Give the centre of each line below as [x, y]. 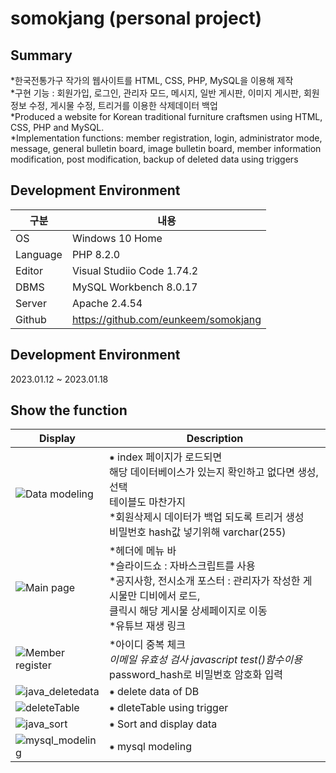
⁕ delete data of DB [154, 692]
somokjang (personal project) [136, 18]
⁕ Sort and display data [163, 724]
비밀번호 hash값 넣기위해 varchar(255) [197, 532]
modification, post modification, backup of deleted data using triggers [154, 159]
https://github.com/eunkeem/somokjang [166, 319]
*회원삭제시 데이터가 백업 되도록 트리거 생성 [206, 517]
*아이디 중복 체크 [147, 645]
